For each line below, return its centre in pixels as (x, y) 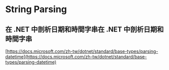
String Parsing (36, 9)
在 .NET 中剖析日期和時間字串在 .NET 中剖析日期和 (84, 29)
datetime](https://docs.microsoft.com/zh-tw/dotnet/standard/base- (76, 57)
